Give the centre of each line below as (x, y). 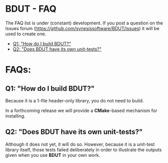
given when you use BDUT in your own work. (53, 155)
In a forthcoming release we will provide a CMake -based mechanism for (81, 111)
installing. (15, 116)
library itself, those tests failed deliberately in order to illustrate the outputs (83, 150)
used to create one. (26, 34)
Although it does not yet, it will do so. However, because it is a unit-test (80, 144)
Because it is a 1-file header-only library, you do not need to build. (75, 100)
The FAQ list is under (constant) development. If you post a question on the (84, 23)
